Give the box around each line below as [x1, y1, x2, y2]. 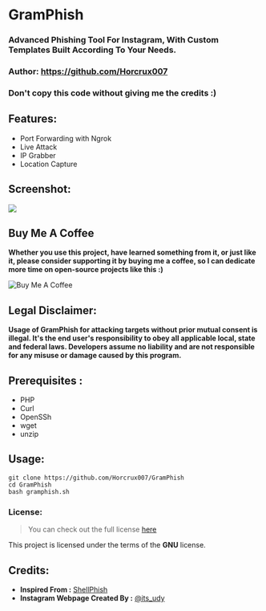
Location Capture [19, 159, 78, 169]
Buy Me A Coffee [8, 226, 95, 240]
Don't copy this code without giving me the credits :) [8, 87, 217, 98]
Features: [8, 112, 58, 126]
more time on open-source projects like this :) [8, 265, 163, 275]
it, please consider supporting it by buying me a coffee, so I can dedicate [8, 256, 256, 266]
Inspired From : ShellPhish [19, 585, 108, 594]
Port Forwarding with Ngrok [19, 133, 112, 143]
